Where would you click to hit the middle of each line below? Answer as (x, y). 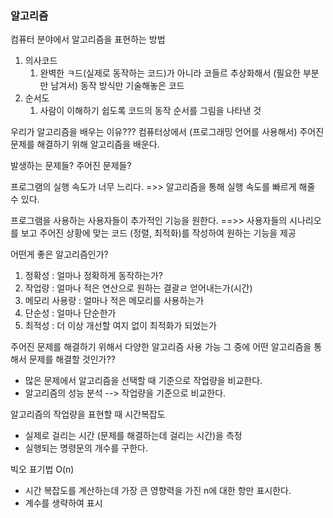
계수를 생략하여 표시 (63, 503)
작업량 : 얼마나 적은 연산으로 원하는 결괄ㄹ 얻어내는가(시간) (138, 288)
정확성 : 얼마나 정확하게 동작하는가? (93, 276)
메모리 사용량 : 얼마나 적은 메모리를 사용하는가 (114, 301)
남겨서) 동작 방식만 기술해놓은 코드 (117, 86)
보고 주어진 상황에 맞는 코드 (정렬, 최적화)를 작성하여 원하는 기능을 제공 (158, 233)
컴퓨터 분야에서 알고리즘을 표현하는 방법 (88, 39)
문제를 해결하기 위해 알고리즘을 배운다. (85, 144)
